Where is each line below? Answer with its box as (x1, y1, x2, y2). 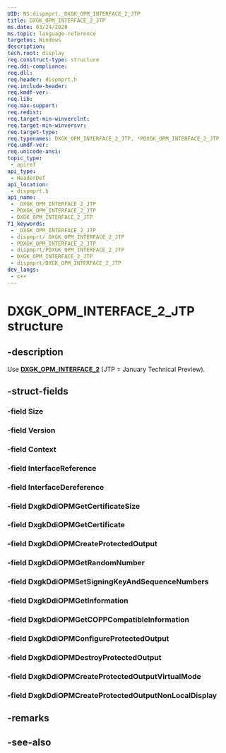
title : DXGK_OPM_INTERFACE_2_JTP (7, 17, 106, 24)
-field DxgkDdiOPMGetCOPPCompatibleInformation (7, 615, 189, 625)
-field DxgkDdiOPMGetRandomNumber (7, 558, 145, 568)
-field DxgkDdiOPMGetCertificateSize (7, 501, 141, 511)
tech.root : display (7, 50, 65, 57)
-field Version (7, 425, 56, 435)
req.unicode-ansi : (7, 148, 61, 155)
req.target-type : (7, 128, 59, 135)
